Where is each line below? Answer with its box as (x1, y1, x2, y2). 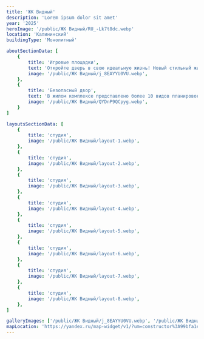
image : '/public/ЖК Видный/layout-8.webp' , (28, 295, 140, 302)
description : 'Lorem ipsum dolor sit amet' (6, 15, 118, 21)
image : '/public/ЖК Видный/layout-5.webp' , (28, 228, 140, 234)
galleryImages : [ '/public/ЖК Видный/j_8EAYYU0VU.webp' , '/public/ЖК (6, 318, 183, 324)
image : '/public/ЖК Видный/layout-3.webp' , (28, 183, 140, 189)
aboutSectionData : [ (6, 48, 59, 55)
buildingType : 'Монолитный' (6, 37, 78, 43)
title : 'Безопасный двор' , (28, 87, 97, 94)
